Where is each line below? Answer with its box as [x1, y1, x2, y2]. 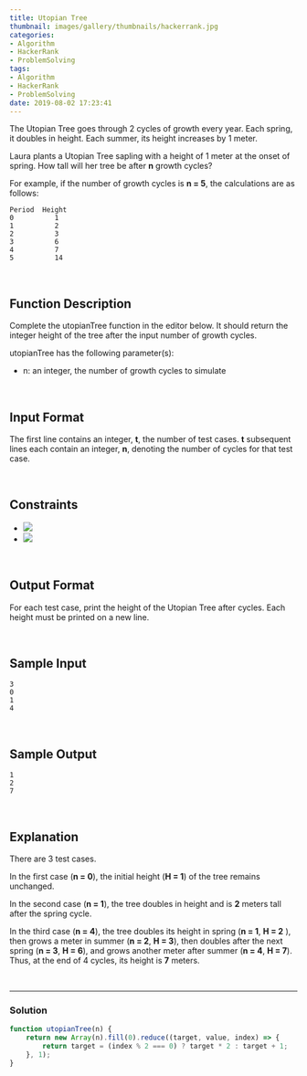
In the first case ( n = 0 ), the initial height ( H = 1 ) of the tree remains [9, 871, 260, 882]
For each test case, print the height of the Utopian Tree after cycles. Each [9, 602, 286, 613]
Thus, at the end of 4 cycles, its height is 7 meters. [9, 955, 200, 966]
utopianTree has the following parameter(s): [9, 348, 175, 359]
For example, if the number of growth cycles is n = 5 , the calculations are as [9, 178, 295, 189]
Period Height [9, 206, 68, 215]
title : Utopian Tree [9, 13, 89, 23]
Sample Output [9, 746, 98, 762]
